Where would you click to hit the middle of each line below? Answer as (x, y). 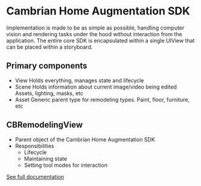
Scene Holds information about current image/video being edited (96, 87)
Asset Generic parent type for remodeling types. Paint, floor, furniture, (102, 99)
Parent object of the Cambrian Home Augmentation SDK (85, 139)
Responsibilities (34, 146)
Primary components (47, 66)
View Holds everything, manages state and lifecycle (79, 80)
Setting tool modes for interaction (65, 165)
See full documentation (35, 176)
